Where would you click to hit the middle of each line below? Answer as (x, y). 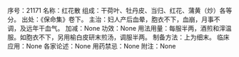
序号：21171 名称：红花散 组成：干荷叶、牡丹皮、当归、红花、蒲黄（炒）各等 (120, 10)
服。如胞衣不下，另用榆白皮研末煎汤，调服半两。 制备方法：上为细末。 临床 (118, 37)
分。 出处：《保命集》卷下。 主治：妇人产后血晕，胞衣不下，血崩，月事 (111, 19)
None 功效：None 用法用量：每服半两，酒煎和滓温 (158, 28)
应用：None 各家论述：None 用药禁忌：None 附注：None (92, 46)
